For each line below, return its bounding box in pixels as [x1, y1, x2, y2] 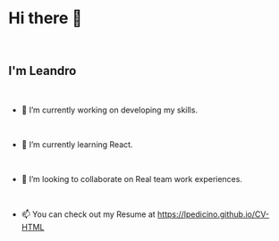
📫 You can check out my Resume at [21, 209, 156, 220]
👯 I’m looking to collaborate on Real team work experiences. [21, 173, 243, 184]
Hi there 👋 [8, 8, 82, 29]
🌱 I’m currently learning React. [21, 138, 133, 150]
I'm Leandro [8, 63, 77, 79]
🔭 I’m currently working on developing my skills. [21, 104, 199, 115]
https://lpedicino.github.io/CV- [156, 209, 270, 220]
